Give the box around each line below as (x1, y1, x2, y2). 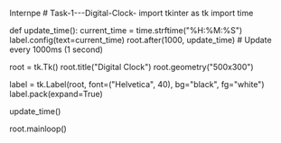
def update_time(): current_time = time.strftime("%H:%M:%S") (9, 25, 243, 35)
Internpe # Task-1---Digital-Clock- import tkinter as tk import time (9, 8, 254, 18)
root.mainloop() (9, 123, 68, 134)
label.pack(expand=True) (9, 89, 104, 99)
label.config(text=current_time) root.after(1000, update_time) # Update (9, 35, 273, 45)
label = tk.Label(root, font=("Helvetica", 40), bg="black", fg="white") (9, 79, 265, 89)
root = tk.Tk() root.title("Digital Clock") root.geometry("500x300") (9, 62, 255, 72)
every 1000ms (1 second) (9, 44, 104, 55)
